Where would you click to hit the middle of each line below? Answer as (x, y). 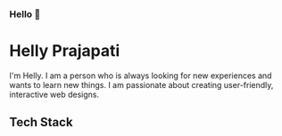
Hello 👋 (25, 14)
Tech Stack (41, 122)
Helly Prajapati (65, 51)
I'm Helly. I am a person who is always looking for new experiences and (141, 76)
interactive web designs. (54, 94)
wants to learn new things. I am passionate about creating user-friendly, (141, 84)
